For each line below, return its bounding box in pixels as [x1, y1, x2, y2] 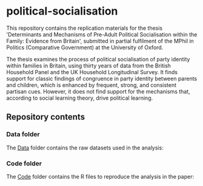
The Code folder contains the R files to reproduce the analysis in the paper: [6, 173, 195, 180]
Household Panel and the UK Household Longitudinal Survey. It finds [6, 68, 178, 75]
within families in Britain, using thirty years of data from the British [6, 62, 171, 69]
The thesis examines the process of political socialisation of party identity [6, 55, 190, 63]
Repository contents [6, 112, 85, 122]
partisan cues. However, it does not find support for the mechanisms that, [6, 88, 191, 95]
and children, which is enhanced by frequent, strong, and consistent [6, 81, 177, 89]
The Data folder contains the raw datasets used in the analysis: [6, 144, 164, 151]
